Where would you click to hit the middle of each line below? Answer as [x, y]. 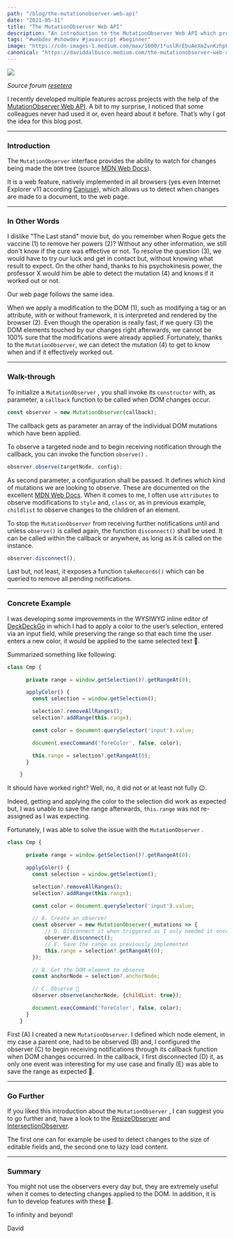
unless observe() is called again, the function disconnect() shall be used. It [115, 530]
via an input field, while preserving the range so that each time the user [110, 633]
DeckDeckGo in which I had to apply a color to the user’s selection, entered [115, 626]
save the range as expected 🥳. [51, 1071]
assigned [20, 816]
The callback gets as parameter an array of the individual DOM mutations [112, 425]
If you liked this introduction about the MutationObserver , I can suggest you [116, 1111]
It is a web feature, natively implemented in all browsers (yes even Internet [114, 182]
